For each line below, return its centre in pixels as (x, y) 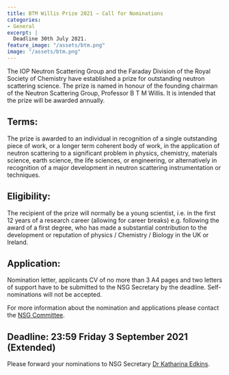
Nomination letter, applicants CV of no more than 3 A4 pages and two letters (115, 280)
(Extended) (31, 347)
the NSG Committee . (36, 315)
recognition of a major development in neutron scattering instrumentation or (114, 167)
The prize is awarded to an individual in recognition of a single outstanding (112, 138)
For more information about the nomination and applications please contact (113, 308)
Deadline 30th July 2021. (50, 39)
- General (21, 26)
